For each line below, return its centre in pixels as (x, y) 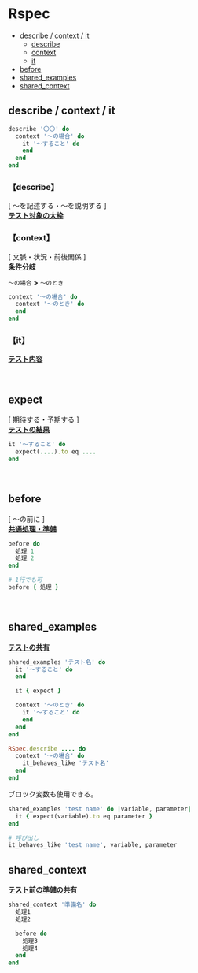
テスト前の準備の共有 (42, 890)
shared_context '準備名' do (52, 905)
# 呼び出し (24, 838)
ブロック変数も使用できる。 (53, 794)
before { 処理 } (33, 587)
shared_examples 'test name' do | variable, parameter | (100, 809)
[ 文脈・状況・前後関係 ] (47, 256)
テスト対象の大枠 (36, 216)
